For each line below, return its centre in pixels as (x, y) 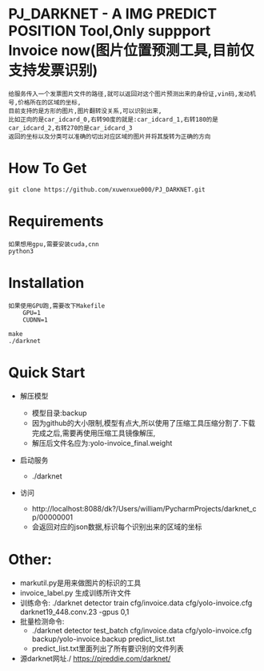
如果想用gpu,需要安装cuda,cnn (54, 244)
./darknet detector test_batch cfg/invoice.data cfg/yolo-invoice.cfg (142, 630)
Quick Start (47, 372)
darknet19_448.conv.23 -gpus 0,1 (74, 612)
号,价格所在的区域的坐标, (45, 102)
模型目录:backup (59, 413)
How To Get (48, 168)
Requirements (56, 222)
